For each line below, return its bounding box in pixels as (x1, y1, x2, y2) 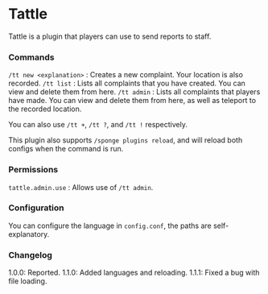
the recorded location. (8, 104, 82, 114)
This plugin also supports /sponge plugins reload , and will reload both (8, 135, 243, 145)
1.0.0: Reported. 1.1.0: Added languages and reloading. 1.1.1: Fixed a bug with (8, 267, 260, 278)
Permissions (8, 164, 59, 176)
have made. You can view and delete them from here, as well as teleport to (8, 96, 256, 106)
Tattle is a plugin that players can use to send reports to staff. (8, 31, 212, 41)
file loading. (8, 276, 47, 286)
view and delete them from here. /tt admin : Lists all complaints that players (8, 87, 261, 97)
